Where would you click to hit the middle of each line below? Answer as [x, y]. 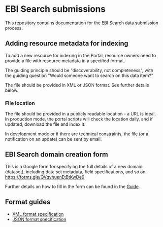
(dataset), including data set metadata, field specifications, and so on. [76, 172]
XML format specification [38, 214]
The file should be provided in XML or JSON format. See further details [77, 85]
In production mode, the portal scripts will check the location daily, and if [79, 119]
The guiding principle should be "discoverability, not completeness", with [79, 70]
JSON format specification [39, 219]
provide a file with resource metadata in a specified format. [65, 61]
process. [14, 28]
